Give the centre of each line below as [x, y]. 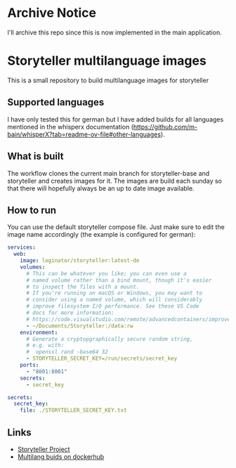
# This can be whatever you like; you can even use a [106, 273]
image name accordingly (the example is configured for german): [101, 235]
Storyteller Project [44, 449]
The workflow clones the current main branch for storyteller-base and [109, 173]
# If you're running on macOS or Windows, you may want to [114, 293]
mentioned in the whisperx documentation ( [71, 126]
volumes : [33, 267]
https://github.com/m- [165, 126]
